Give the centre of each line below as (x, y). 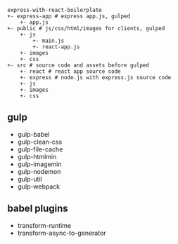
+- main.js (49, 41)
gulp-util (30, 179)
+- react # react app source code (70, 72)
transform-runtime (44, 225)
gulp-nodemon (39, 171)
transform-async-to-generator (62, 233)
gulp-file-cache (40, 149)
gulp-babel (33, 134)
